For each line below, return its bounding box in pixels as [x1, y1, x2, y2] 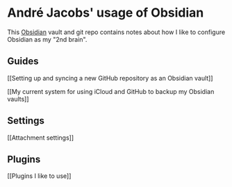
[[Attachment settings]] [7, 133, 74, 142]
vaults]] [7, 95, 29, 103]
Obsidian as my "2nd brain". [7, 35, 88, 43]
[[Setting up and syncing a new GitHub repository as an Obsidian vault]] [7, 74, 213, 82]
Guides [7, 56, 40, 67]
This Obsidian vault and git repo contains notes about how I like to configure [7, 28, 226, 36]
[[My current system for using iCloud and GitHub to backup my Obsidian [7, 87, 215, 95]
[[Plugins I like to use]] [7, 172, 72, 180]
